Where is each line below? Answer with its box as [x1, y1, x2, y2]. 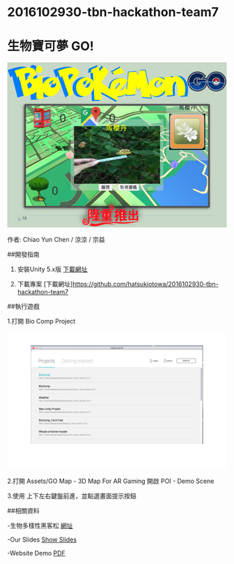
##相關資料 [7, 507, 40, 515]
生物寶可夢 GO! [7, 38, 94, 55]
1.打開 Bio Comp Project [7, 317, 76, 326]
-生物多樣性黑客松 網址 [7, 521, 73, 530]
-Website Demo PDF [7, 549, 66, 558]
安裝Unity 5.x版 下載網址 [17, 265, 88, 273]
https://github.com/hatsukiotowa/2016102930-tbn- [72, 280, 219, 289]
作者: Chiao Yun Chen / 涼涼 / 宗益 [7, 236, 106, 244]
